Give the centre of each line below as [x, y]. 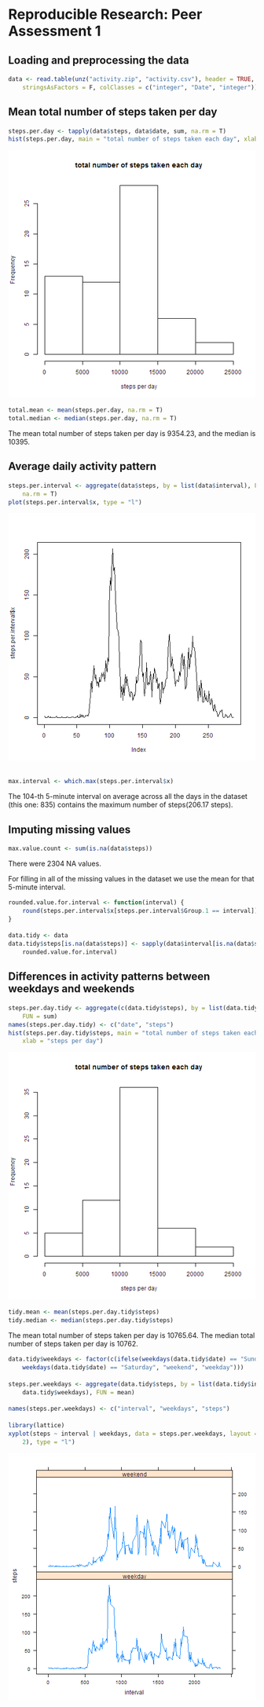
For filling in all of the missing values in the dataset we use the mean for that [131, 878]
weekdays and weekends [71, 989]
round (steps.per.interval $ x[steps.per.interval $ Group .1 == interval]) [140, 910]
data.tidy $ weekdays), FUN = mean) [79, 1392]
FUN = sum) [40, 1016]
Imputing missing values [70, 829]
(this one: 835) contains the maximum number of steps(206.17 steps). [121, 805]
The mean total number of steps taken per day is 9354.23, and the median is [132, 434]
